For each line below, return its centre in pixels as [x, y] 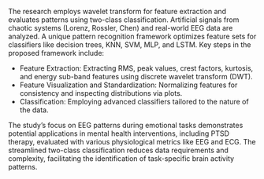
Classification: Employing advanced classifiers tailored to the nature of [134, 102]
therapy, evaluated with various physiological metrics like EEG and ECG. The [132, 142]
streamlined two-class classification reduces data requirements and [118, 150]
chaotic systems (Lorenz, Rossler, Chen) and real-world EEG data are [121, 28]
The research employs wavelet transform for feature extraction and [117, 11]
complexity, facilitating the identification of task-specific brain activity [121, 159]
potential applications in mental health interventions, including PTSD [119, 133]
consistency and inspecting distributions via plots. [101, 93]
